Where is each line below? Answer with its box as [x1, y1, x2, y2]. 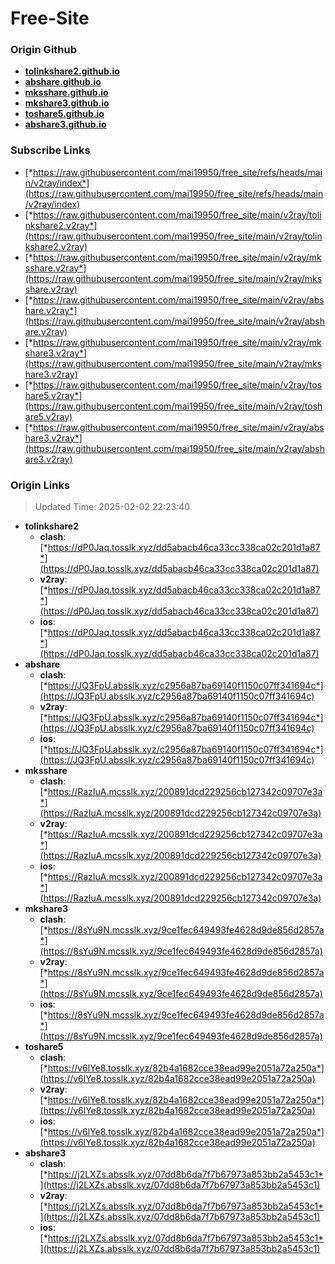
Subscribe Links [10, 143, 91, 157]
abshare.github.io [24, 76, 102, 88]
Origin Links [10, 478, 71, 492]
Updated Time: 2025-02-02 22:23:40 [34, 501, 191, 513]
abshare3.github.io [24, 118, 107, 131]
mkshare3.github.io [24, 97, 110, 109]
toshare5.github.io [24, 108, 105, 120]
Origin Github [10, 43, 78, 57]
